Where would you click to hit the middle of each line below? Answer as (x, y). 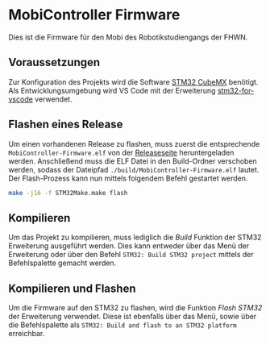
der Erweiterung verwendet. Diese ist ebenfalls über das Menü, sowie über (133, 317)
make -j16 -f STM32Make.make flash (68, 193)
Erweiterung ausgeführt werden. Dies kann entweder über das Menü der (129, 246)
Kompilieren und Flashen (72, 288)
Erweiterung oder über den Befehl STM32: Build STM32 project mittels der (131, 255)
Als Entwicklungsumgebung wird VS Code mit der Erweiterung (112, 90)
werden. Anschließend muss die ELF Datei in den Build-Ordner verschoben (133, 161)
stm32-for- (236, 90)
